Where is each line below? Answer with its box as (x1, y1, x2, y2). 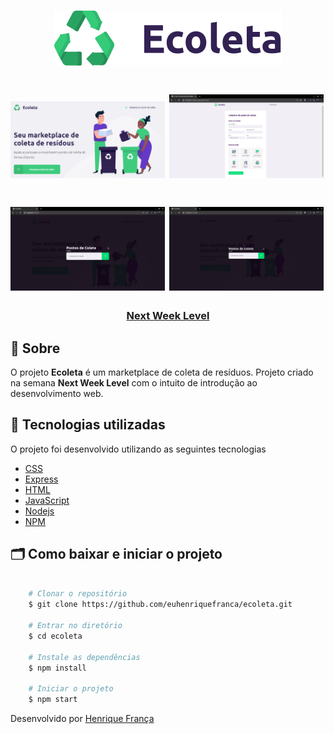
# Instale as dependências (28, 652, 141, 662)
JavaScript (24, 494, 70, 506)
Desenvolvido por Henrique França (10, 713, 155, 725)
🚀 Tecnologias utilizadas (10, 416, 166, 434)
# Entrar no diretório (28, 621, 123, 631)
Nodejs (24, 505, 55, 517)
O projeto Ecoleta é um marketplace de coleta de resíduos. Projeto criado (10, 366, 314, 378)
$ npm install (28, 663, 87, 673)
